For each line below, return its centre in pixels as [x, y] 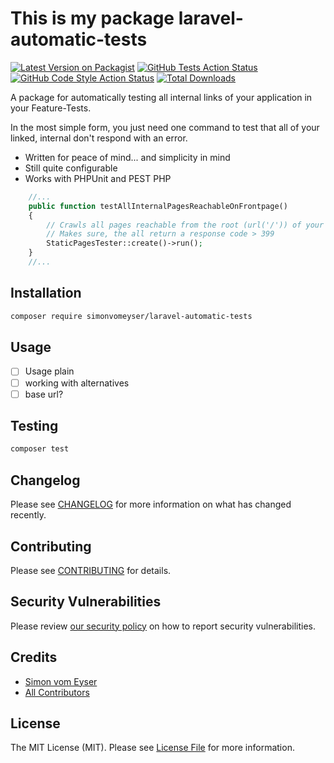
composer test [40, 449]
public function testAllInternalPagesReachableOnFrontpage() [158, 206]
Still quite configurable [71, 168]
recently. [28, 515]
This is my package [92, 18]
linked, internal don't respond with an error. [99, 138]
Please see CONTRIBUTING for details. [91, 570]
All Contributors [57, 692]
